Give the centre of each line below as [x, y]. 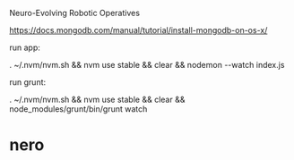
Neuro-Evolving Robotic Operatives [75, 13]
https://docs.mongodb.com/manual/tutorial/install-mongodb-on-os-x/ [138, 30]
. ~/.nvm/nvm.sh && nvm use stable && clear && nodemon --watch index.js [147, 65]
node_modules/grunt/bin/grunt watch [78, 109]
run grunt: [28, 82]
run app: [25, 47]
